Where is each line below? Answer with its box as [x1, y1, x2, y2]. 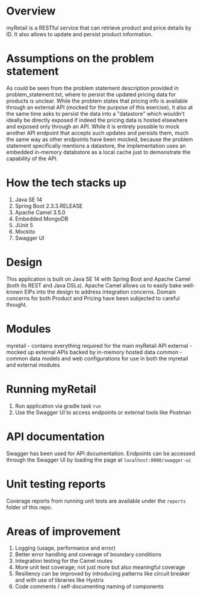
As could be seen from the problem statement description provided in [6, 84, 179, 92]
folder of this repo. [6, 503, 52, 510]
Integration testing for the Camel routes [14, 557, 113, 565]
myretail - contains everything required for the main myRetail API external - [6, 342, 193, 349]
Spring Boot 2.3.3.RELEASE [14, 202, 83, 209]
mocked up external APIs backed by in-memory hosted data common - [6, 348, 182, 356]
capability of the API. [6, 155, 58, 162]
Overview [6, 4, 56, 18]
